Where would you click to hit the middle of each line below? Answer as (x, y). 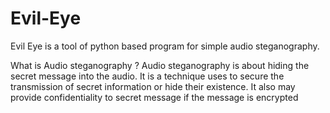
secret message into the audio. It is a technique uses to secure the (147, 76)
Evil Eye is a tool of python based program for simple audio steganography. (165, 46)
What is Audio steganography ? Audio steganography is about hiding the (160, 65)
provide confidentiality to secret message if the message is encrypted (154, 97)
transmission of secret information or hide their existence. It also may (153, 86)
